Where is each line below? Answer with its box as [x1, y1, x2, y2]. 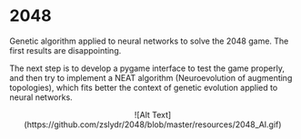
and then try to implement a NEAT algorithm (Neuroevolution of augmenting [9, 72, 293, 83]
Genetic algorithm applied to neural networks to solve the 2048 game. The [9, 35, 289, 46]
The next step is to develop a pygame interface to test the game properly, [9, 63, 285, 74]
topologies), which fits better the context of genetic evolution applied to [9, 82, 278, 93]
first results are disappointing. [9, 45, 122, 55]
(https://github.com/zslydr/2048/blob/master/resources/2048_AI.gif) [24, 119, 282, 130]
